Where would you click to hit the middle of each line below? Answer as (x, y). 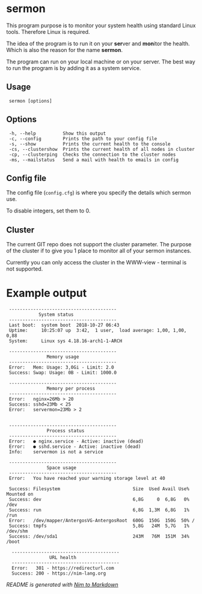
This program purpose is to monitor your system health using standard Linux (101, 25)
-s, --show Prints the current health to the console (90, 144)
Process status (66, 431)
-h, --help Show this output (57, 133)
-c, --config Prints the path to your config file (83, 139)
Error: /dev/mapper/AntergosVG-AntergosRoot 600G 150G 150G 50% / (102, 521)
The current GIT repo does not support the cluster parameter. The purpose (99, 244)
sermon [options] (30, 101)
